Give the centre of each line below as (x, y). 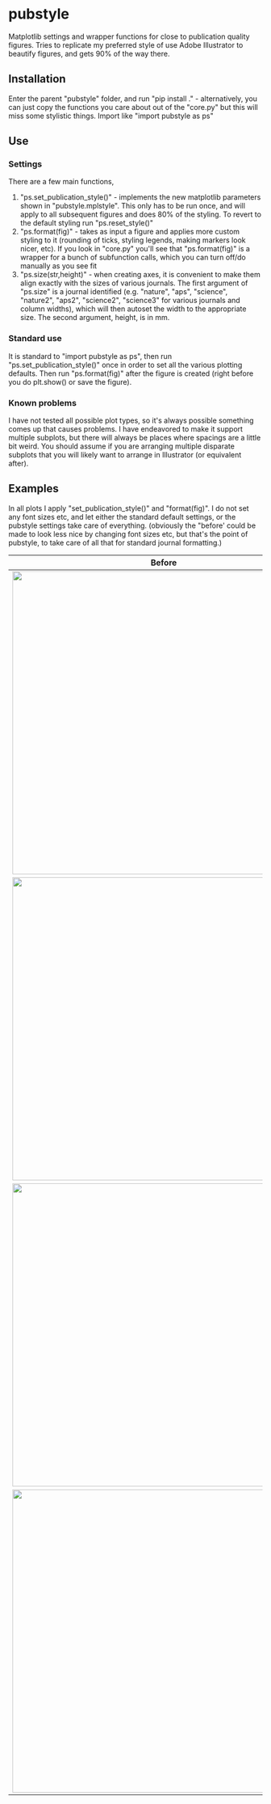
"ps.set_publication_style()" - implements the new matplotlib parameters (140, 197)
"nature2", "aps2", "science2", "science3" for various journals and (130, 301)
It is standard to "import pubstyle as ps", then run (90, 356)
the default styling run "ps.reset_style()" (86, 223)
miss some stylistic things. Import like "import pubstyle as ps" (111, 116)
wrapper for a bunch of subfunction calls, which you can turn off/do (133, 257)
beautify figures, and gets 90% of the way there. (89, 53)
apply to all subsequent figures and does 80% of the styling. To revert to (141, 214)
